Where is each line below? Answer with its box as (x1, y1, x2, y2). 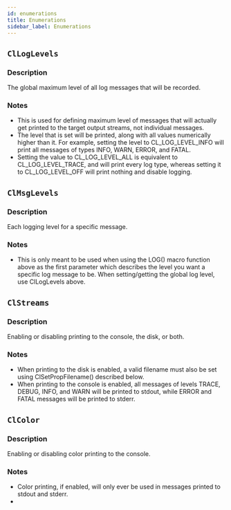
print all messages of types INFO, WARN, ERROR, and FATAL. (17, 146, 192, 154)
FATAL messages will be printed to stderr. (17, 395, 136, 403)
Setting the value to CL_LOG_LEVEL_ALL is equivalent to (17, 153, 178, 161)
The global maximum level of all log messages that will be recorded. (7, 84, 201, 92)
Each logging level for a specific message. (7, 223, 128, 231)
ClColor (7, 415, 40, 425)
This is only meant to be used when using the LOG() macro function (17, 255, 211, 264)
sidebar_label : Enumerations (7, 23, 91, 30)
